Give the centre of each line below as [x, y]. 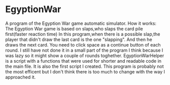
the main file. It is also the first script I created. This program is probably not [84, 66]
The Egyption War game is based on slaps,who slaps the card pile [74, 28]
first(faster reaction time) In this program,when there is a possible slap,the [83, 34]
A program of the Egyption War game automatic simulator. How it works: [81, 23]
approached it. [21, 77]
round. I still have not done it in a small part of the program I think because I [84, 50]
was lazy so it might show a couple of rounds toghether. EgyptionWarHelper [85, 55]
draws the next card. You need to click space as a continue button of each [83, 45]
